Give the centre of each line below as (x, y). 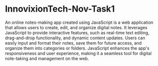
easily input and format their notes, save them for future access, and (73, 43)
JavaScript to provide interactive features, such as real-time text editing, (77, 33)
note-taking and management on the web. (47, 58)
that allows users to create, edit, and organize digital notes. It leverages (76, 27)
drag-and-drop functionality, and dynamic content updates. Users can (75, 38)
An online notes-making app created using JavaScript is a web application (79, 22)
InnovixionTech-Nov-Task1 (60, 9)
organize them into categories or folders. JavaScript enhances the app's (77, 48)
